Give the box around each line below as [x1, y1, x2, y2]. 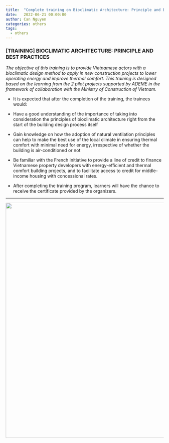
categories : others [6, 21, 47, 27]
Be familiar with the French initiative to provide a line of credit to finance [13, 157, 162, 163]
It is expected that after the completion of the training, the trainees [13, 96, 150, 102]
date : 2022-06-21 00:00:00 [6, 12, 67, 17]
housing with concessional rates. [30, 173, 98, 179]
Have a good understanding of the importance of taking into [13, 111, 137, 117]
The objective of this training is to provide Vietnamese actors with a [6, 65, 146, 71]
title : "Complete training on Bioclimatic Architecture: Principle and [6, 7, 161, 13]
